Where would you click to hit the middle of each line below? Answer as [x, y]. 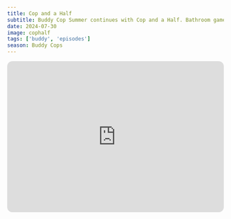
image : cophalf [29, 33]
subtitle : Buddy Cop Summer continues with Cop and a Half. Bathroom [109, 20]
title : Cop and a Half [40, 13]
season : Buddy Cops [35, 45]
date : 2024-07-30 [32, 26]
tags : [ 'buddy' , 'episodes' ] [49, 39]
